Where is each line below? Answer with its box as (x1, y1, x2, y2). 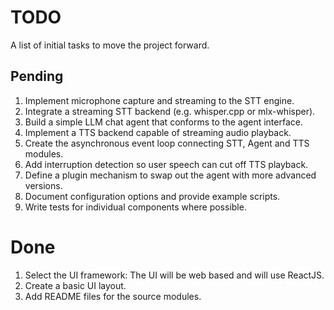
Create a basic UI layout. (24, 279, 127, 291)
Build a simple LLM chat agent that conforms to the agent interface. (24, 116, 303, 128)
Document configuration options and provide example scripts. (24, 190, 281, 202)
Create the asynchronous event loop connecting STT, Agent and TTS (24, 137, 310, 149)
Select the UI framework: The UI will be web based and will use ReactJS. (24, 269, 325, 281)
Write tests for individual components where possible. (24, 201, 247, 213)
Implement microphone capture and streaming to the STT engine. (24, 94, 295, 106)
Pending (10, 68, 64, 85)
